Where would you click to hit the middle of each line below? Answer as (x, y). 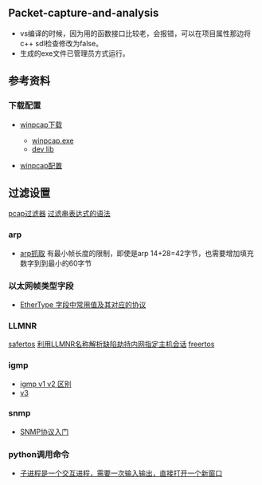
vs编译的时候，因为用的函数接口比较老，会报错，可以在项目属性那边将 (135, 33)
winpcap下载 (41, 124)
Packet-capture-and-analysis (84, 13)
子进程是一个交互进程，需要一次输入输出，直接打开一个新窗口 (121, 473)
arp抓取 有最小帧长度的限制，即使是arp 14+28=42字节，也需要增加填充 (137, 253)
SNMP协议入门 (44, 432)
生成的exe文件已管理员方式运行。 (74, 53)
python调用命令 (39, 454)
